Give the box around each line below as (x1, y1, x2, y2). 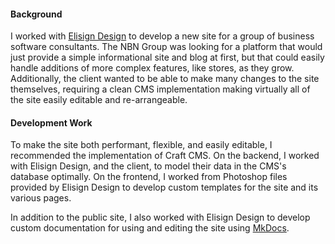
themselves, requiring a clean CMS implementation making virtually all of (10, 83, 311, 95)
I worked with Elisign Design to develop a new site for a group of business (10, 30, 315, 42)
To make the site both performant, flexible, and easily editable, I (10, 139, 273, 151)
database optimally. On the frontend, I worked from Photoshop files (10, 171, 288, 183)
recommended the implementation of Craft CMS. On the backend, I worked (10, 150, 320, 162)
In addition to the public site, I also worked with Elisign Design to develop (10, 211, 311, 224)
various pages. (10, 192, 72, 204)
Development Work (10, 116, 93, 129)
